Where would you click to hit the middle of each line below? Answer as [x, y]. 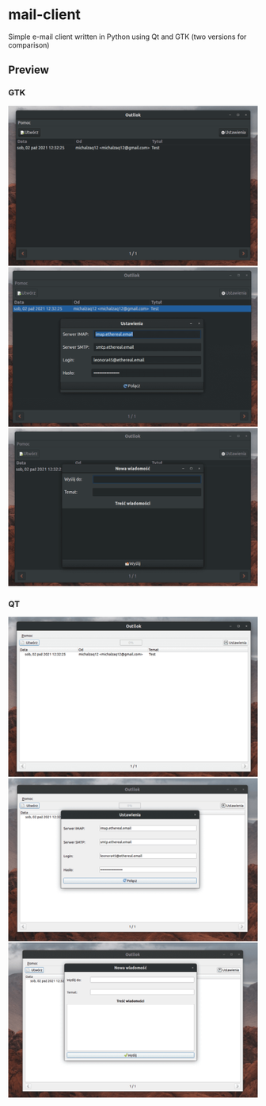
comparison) [29, 44]
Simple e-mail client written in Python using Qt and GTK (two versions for [127, 37]
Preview [29, 70]
